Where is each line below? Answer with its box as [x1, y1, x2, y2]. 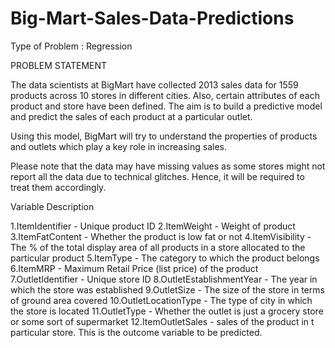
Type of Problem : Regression [10, 40, 133, 52]
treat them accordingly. [10, 181, 107, 193]
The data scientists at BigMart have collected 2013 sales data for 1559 [10, 78, 299, 91]
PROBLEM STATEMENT [10, 59, 108, 71]
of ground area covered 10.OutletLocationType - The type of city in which [10, 294, 313, 306]
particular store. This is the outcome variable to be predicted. [10, 326, 263, 338]
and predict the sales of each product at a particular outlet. [10, 110, 253, 122]
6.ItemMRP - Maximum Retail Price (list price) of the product [10, 262, 259, 274]
